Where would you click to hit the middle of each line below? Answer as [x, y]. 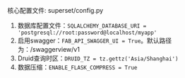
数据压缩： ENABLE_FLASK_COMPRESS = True [77, 67]
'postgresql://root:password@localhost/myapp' [87, 33]
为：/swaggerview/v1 [48, 49]
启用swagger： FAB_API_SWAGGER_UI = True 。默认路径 [95, 40]
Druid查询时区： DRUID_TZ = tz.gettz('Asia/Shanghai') [98, 58]
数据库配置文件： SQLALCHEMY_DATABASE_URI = [82, 26]
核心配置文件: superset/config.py [55, 10]
